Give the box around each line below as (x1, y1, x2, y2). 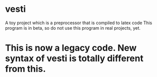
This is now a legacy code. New (5, 42, 137, 54)
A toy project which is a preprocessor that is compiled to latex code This (5, 20, 152, 26)
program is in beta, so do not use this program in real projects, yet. (5, 25, 141, 31)
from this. (5, 63, 46, 75)
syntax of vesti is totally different (5, 53, 144, 64)
